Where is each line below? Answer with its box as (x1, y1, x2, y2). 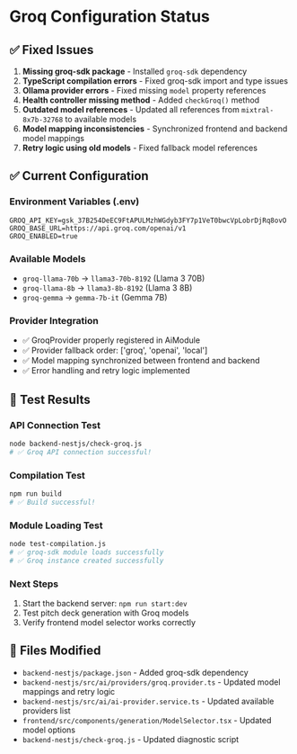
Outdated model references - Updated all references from (22, 104, 240, 114)
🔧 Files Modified (9, 643, 101, 659)
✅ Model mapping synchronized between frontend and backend (22, 355, 260, 366)
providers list (22, 705, 71, 716)
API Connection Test (9, 418, 101, 431)
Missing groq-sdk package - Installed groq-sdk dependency (22, 66, 248, 76)
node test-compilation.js (9, 540, 106, 549)
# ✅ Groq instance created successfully (9, 556, 164, 565)
